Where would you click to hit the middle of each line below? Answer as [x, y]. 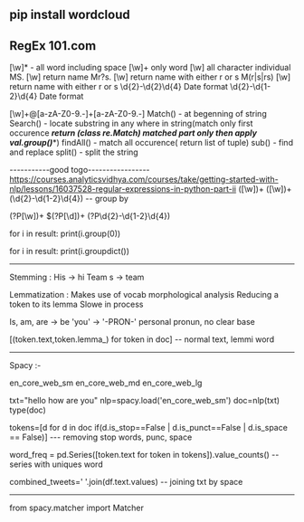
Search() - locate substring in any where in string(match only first [131, 123]
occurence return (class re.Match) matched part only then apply [133, 133]
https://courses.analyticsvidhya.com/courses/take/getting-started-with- [144, 179]
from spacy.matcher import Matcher [77, 508]
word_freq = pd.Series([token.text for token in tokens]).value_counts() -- [144, 455]
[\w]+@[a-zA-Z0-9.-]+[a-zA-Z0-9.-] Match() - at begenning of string [138, 114]
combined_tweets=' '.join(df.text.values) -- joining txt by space [126, 482]
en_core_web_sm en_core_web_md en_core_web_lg [106, 383]
